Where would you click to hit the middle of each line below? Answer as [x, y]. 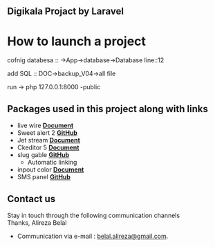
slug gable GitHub [43, 155]
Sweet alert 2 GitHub [47, 133]
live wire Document [45, 126]
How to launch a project [77, 41]
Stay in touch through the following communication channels [94, 215]
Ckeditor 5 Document [48, 147]
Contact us [31, 199]
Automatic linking [52, 163]
